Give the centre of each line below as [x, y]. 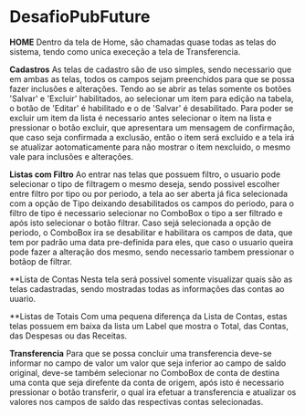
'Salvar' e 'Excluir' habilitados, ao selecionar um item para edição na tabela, [152, 99]
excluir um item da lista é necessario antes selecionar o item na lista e [141, 118]
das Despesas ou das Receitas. [68, 336]
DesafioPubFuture [80, 17]
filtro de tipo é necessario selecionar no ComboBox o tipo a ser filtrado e [146, 213]
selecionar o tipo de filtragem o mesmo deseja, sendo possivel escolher [145, 183]
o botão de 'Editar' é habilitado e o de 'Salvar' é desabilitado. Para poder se [152, 108]
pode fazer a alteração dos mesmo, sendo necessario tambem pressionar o [152, 252]
